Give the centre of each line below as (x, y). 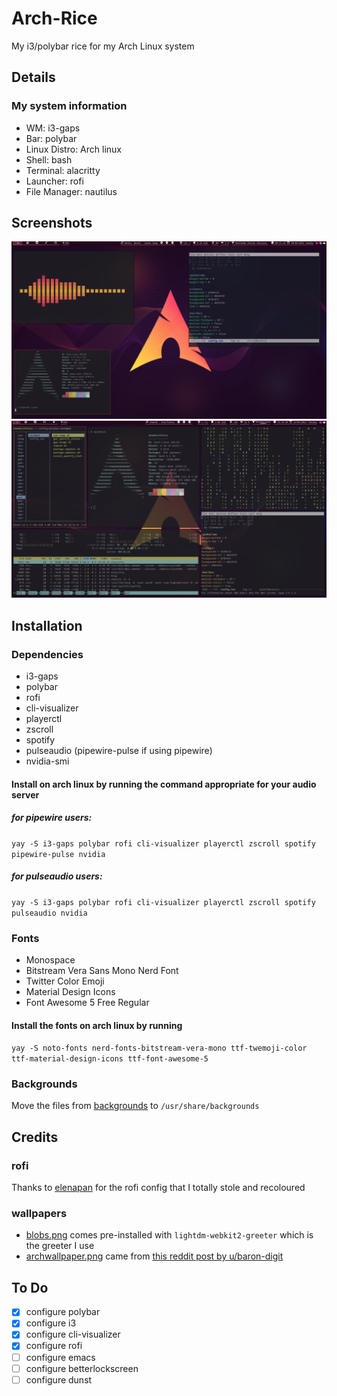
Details (33, 77)
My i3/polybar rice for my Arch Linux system (103, 46)
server (25, 794)
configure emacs (60, 1357)
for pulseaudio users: (57, 876)
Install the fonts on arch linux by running (97, 1025)
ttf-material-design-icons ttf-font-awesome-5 (110, 1059)
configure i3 (51, 1323)
